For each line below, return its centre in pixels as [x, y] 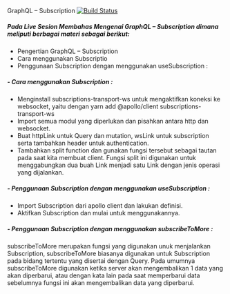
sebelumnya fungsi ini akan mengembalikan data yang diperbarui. [101, 282]
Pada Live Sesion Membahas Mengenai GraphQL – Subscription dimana [113, 26]
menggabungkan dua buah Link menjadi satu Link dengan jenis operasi [118, 165]
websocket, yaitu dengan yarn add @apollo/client [88, 106]
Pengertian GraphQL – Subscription [68, 51]
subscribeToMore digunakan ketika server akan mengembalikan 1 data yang [115, 268]
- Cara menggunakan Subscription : [60, 81]
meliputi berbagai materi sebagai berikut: [68, 34]
